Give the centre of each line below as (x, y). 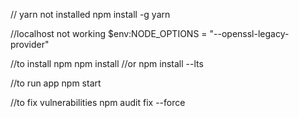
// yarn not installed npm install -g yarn (90, 14)
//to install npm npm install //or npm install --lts (107, 63)
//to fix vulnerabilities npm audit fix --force (98, 102)
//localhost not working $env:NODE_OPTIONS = (109, 33)
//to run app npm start (56, 83)
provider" (30, 44)
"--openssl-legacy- (249, 33)
